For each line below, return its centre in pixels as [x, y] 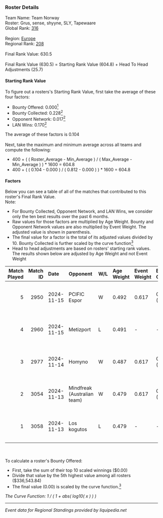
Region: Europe [20, 38]
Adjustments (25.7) [24, 70]
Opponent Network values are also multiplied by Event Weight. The [79, 227]
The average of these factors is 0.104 [42, 134]
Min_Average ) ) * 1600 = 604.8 [43, 165]
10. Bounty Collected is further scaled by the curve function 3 [73, 243]
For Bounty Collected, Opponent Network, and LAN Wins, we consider [82, 211]
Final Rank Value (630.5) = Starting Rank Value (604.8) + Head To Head [77, 64]
